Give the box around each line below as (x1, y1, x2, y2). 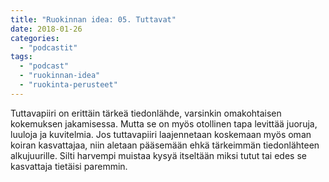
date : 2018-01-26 (10, 24, 83, 34)
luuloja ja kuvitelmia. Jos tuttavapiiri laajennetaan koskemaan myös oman (10, 128, 312, 140)
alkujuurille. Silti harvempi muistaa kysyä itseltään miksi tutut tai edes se (10, 149, 307, 161)
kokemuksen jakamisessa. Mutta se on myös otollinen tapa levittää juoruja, (10, 117, 318, 130)
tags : (10, 52, 33, 62)
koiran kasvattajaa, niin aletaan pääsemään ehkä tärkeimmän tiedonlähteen (10, 139, 320, 151)
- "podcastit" (19, 42, 78, 53)
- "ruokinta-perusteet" (19, 80, 118, 90)
